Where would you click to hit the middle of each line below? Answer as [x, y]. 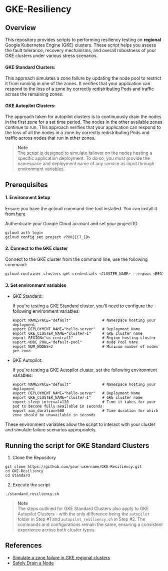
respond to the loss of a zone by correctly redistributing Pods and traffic [79, 89]
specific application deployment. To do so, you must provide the [83, 158]
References [23, 546]
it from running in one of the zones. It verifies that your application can [78, 84]
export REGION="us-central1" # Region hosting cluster [84, 338]
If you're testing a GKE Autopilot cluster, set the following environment [85, 370]
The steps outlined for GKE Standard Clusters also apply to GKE [83, 508]
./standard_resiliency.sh [32, 494]
